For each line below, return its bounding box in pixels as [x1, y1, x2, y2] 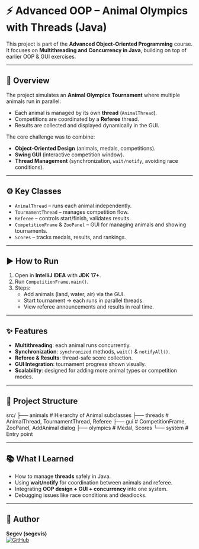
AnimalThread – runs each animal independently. [14, 202, 132, 209]
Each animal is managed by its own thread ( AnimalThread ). [14, 109, 158, 116]
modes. [14, 373, 34, 380]
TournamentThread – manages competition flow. [14, 208, 129, 216]
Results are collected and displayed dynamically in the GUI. [14, 121, 160, 129]
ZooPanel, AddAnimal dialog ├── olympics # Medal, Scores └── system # [6, 424, 189, 431]
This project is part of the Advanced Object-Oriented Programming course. [6, 40, 192, 47]
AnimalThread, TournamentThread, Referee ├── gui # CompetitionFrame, [6, 418, 187, 425]
